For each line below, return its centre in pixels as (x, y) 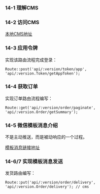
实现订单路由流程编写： (29, 98)
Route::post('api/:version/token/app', (46, 69)
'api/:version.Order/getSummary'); (42, 112)
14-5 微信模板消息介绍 (32, 125)
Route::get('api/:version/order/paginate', (50, 108)
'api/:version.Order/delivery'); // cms (47, 187)
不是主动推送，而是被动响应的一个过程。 (46, 137)
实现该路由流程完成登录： (31, 60)
